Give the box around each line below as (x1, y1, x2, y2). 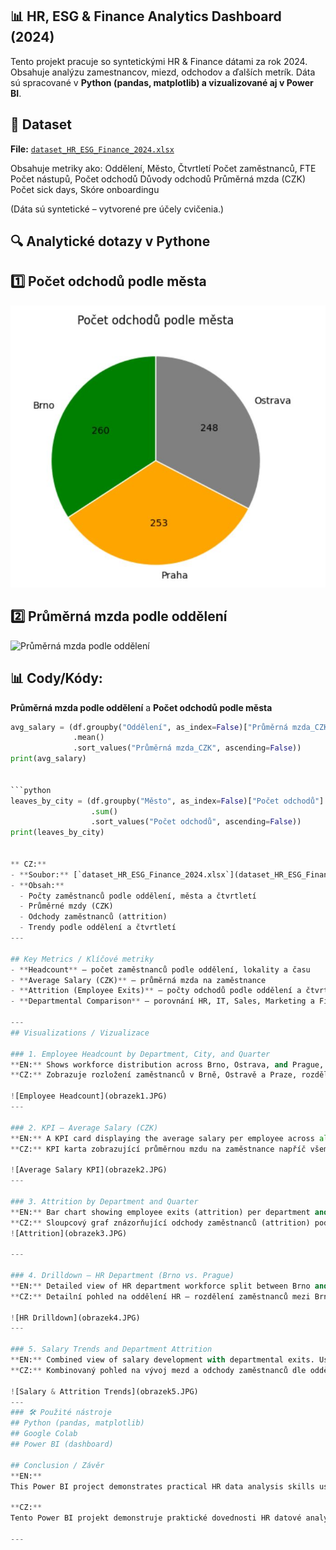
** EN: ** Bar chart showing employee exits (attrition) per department (10, 1207, 311, 1217)
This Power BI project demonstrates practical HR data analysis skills (10, 1481, 315, 1492)
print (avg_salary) (10, 754, 87, 764)
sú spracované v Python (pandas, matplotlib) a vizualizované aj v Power (10, 76, 314, 88)
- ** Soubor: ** (10, 869, 70, 880)
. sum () (90, 806, 118, 817)
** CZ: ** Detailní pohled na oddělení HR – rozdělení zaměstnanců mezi (10, 1291, 311, 1302)
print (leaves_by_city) (10, 828, 105, 838)
